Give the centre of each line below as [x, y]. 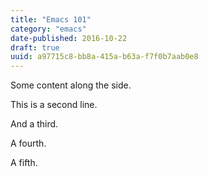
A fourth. [28, 143]
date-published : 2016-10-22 [69, 38]
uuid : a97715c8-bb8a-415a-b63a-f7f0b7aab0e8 [104, 57]
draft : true [35, 47]
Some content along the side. [71, 85]
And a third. [34, 124]
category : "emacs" [48, 29]
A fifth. [24, 163]
